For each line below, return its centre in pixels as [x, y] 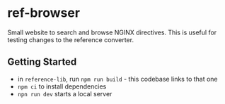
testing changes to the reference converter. [71, 39]
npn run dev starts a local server [65, 93]
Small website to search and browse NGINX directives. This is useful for [112, 32]
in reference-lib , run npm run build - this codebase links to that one [117, 79]
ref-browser [44, 13]
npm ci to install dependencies [62, 86]
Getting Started [42, 62]
